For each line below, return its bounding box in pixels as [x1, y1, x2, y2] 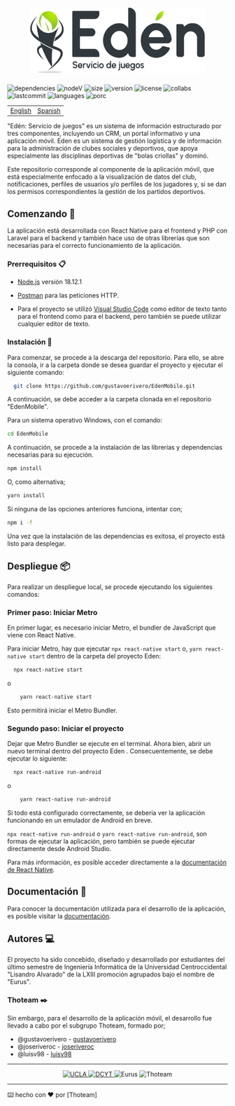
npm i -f [7, 519, 33, 527]
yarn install [7, 492, 45, 499]
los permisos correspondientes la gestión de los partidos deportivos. [7, 188, 206, 196]
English [10, 106, 31, 115]
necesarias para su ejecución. [7, 450, 94, 459]
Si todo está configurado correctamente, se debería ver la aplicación [7, 808, 206, 817]
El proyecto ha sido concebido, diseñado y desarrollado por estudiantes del [7, 955, 225, 963]
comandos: [7, 590, 40, 598]
